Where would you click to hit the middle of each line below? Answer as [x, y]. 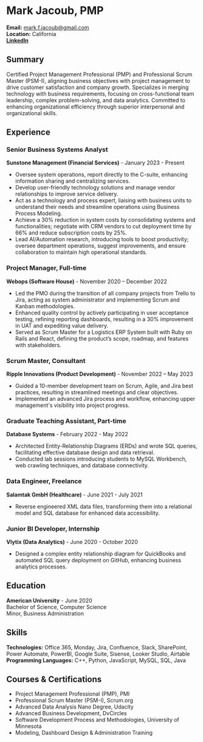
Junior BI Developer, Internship [53, 529]
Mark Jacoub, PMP [55, 11]
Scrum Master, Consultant [46, 361]
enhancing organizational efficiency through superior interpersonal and [95, 107]
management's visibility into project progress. [72, 405]
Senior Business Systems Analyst [57, 150]
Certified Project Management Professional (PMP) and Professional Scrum [99, 74]
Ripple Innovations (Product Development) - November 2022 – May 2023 [100, 374]
